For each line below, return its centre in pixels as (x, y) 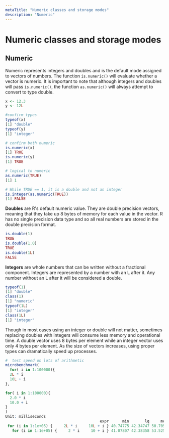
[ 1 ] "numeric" (20, 301)
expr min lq (125, 421)
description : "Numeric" (30, 15)
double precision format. (31, 225)
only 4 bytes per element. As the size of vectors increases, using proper (80, 346)
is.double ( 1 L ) (20, 253)
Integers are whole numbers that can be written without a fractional (75, 267)
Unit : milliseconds (26, 417)
